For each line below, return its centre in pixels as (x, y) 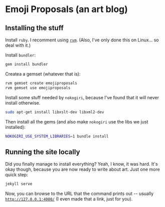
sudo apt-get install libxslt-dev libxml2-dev (55, 112)
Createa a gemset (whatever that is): (43, 74)
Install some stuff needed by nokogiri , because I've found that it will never (82, 97)
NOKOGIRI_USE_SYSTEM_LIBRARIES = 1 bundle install (57, 136)
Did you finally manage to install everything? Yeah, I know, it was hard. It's (81, 164)
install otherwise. (23, 103)
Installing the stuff (34, 28)
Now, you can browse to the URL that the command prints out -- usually (79, 194)
